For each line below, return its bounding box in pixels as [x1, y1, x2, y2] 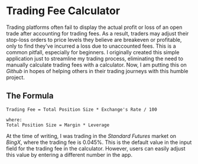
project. [6, 74, 25, 81]
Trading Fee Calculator [6, 4, 120, 18]
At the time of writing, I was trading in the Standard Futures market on [6, 132, 176, 139]
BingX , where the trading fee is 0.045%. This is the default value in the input [6, 139, 192, 146]
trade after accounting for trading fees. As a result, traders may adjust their [6, 29, 189, 37]
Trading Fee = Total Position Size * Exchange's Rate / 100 [6, 106, 158, 113]
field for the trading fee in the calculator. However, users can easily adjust [6, 145, 186, 152]
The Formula [6, 91, 54, 101]
